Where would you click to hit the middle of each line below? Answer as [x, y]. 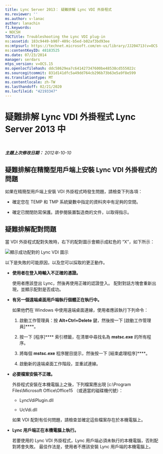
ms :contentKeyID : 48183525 [32, 50]
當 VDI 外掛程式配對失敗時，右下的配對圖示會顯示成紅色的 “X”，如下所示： [80, 241]
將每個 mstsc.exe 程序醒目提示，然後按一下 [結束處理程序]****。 [85, 353]
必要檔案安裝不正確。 [33, 374]
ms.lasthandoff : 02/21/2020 [34, 87]
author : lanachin [23, 23]
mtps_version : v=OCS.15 [29, 64]
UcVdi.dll [28, 410]
